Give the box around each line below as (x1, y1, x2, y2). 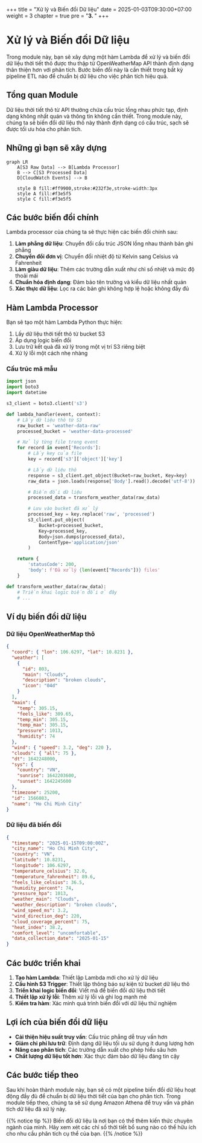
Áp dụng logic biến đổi (14, 337, 71, 344)
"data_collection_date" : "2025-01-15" (11, 936, 110, 942)
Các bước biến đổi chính (6, 212, 99, 222)
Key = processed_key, (38, 528, 87, 534)
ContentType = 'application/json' (38, 539, 120, 545)
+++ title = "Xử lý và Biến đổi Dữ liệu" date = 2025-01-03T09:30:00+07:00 (6, 6, 192, 13)
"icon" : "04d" (22, 683, 58, 689)
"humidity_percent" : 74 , (11, 885, 74, 891)
